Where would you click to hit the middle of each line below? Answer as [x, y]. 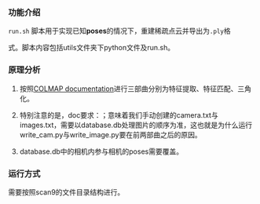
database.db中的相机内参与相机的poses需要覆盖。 [101, 151]
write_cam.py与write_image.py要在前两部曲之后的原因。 [110, 134]
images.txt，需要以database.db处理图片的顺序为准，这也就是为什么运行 [136, 125]
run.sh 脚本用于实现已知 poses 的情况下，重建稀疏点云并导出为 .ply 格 [119, 31]
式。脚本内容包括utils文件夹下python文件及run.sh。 [92, 48]
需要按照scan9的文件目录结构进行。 [66, 192]
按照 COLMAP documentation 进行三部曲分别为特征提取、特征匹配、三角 [135, 89]
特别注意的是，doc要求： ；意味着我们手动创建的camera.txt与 [119, 115]
